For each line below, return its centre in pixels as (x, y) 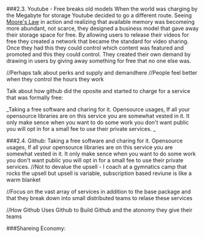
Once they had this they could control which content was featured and (95, 48)
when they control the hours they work (55, 79)
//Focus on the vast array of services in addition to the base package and (99, 192)
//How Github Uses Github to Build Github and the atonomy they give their (99, 210)
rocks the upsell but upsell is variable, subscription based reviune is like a (99, 173)
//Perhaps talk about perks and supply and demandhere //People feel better (102, 73)
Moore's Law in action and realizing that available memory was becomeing (100, 22)
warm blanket (24, 180)
